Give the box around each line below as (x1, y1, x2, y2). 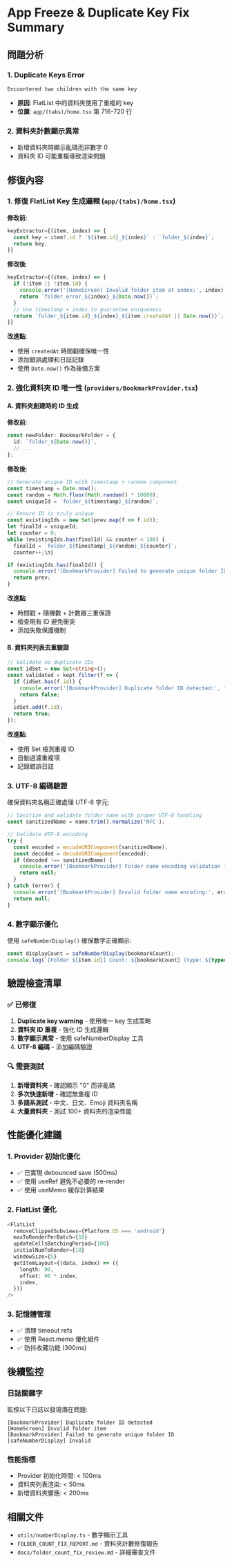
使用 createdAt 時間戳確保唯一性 (17, 347, 110, 355)
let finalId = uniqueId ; (7, 524, 79, 530)
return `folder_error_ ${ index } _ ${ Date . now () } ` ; (19, 293, 159, 300)
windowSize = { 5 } (13, 1253, 57, 1260)
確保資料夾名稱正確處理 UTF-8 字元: (7, 798, 110, 806)
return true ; (13, 710, 51, 717)
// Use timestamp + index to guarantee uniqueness (13, 306, 162, 313)
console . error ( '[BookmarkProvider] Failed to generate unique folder (13, 568, 217, 575)
